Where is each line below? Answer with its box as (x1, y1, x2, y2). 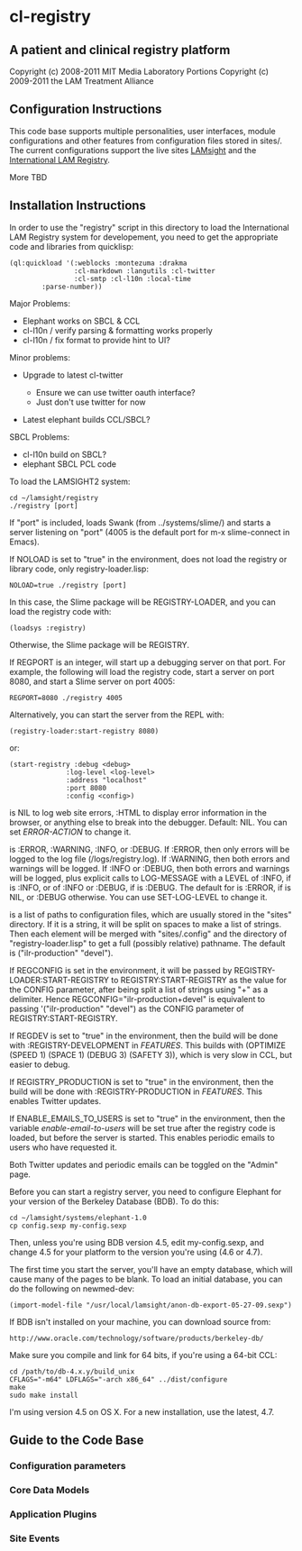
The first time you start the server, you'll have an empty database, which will (9, 1264, 293, 1274)
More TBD (9, 171, 48, 182)
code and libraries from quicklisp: (9, 241, 133, 251)
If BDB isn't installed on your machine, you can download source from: (9, 1316, 271, 1327)
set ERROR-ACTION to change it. (9, 826, 132, 837)
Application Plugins (9, 1508, 97, 1520)
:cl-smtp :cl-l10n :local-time (73, 274, 192, 283)
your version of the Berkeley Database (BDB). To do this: (9, 1196, 219, 1207)
